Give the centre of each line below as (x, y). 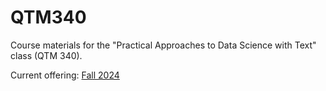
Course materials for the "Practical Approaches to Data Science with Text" (163, 45)
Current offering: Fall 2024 (65, 75)
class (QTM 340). (46, 55)
